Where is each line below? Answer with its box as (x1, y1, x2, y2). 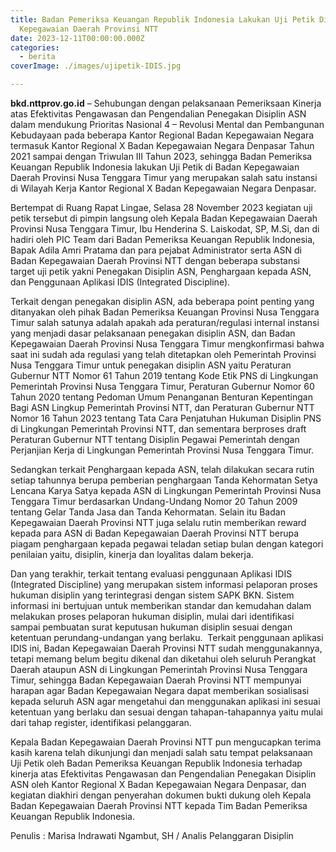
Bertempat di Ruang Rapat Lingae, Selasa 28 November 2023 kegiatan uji (10, 202, 313, 213)
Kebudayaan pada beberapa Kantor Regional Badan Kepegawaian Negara (10, 129, 315, 141)
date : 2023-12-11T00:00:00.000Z (10, 33, 145, 43)
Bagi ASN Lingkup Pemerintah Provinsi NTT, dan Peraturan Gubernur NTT (10, 402, 315, 413)
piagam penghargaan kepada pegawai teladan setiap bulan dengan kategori (10, 538, 324, 550)
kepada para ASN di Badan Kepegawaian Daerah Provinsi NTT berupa (10, 527, 300, 539)
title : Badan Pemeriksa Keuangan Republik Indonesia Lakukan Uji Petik (10, 14, 315, 25)
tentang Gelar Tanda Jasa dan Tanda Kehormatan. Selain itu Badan (10, 506, 286, 518)
